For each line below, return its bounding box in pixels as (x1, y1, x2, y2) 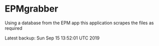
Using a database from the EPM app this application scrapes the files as (5, 20, 154, 26)
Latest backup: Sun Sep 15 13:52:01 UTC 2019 (5, 35, 100, 41)
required (5, 25, 23, 31)
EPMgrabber (5, 3, 58, 15)
